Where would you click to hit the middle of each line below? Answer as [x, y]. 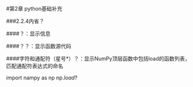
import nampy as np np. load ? [42, 78]
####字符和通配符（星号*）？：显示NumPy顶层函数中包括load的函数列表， [98, 58]
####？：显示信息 [28, 34]
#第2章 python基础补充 [34, 9]
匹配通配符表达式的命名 [35, 66]
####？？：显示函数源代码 [39, 46]
